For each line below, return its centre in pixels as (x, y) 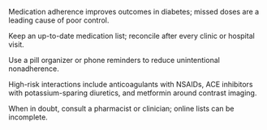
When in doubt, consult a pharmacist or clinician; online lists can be (121, 109)
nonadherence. (34, 69)
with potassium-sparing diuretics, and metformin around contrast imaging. (133, 93)
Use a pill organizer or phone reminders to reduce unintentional (114, 60)
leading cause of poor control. (59, 20)
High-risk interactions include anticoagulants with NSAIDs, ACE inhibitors (131, 84)
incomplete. (28, 117)
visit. (16, 44)
